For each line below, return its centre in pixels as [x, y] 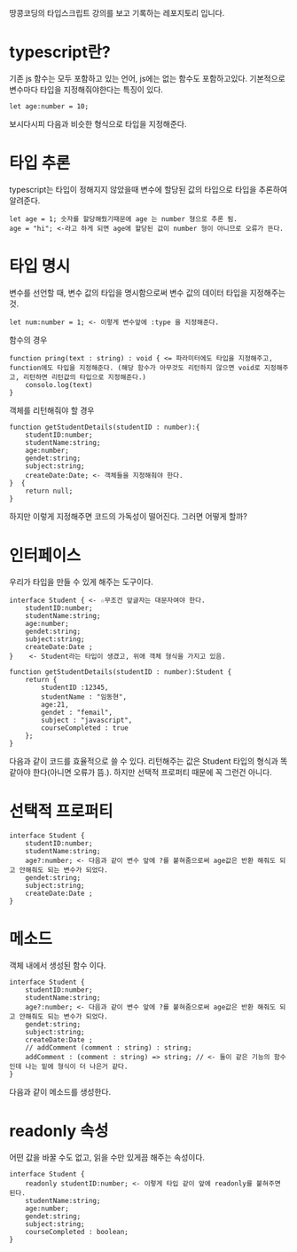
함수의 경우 [28, 339]
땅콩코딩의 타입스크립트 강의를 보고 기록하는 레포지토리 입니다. [117, 13]
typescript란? [60, 52]
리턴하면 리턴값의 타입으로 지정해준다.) [85, 377]
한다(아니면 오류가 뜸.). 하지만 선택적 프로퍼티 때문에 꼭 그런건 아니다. [152, 772]
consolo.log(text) [59, 384]
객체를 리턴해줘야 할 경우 [52, 410]
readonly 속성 [59, 1131]
